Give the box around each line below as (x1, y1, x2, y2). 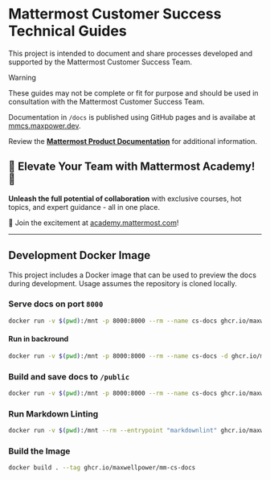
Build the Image (8, 445, 71, 457)
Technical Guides (8, 22, 127, 40)
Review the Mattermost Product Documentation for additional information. (8, 136, 258, 146)
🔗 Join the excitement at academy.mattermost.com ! (8, 218, 179, 228)
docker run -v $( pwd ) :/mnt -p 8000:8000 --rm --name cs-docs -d (8, 351, 228, 360)
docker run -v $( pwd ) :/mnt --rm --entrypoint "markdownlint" (8, 427, 218, 435)
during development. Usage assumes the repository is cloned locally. (8, 278, 237, 288)
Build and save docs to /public (8, 371, 130, 382)
